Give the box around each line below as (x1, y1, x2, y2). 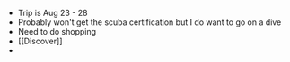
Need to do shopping (17, 27, 97, 36)
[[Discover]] (17, 35, 63, 46)
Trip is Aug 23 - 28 (17, 8, 88, 18)
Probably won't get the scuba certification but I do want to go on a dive (17, 17, 282, 27)
